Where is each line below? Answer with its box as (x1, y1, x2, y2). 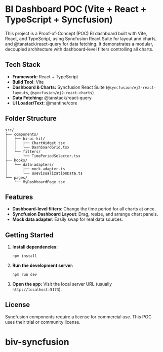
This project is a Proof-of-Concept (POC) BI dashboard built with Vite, (5, 30, 147, 36)
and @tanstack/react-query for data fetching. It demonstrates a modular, (5, 41, 154, 47)
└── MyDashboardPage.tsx (14, 179, 65, 184)
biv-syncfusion (5, 336, 69, 348)
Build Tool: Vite (12, 79, 44, 85)
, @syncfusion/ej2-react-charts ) (28, 89, 94, 95)
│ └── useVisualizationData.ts (5, 171, 83, 176)
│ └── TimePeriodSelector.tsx (5, 153, 81, 158)
